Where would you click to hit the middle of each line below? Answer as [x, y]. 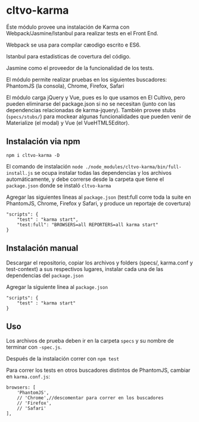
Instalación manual [42, 248]
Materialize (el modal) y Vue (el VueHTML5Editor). [68, 122]
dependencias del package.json [45, 275]
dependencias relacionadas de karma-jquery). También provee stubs [91, 110]
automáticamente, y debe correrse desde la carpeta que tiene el [85, 179]
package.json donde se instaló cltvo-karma [59, 185]
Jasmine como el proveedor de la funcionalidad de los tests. [80, 68]
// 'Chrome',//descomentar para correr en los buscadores [90, 398]
